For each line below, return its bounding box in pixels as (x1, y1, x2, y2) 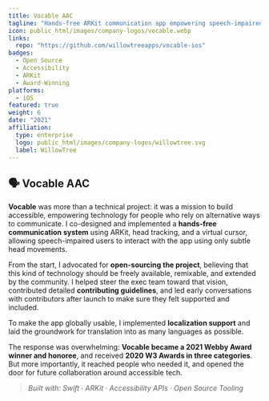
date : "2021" (8, 116, 52, 124)
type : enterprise (15, 131, 74, 139)
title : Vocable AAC (8, 11, 74, 20)
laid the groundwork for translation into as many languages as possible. (8, 326, 244, 337)
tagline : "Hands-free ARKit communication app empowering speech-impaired (8, 19, 263, 27)
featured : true (8, 101, 59, 109)
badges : (8, 49, 34, 57)
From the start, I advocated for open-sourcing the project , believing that (8, 260, 249, 269)
